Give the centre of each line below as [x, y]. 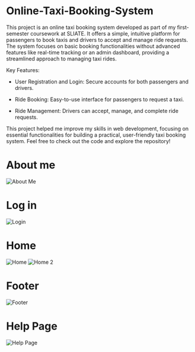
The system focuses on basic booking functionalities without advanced [93, 46]
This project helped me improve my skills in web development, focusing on [97, 128]
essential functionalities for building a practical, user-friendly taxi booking [96, 135]
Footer [23, 286]
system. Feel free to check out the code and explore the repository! [88, 141]
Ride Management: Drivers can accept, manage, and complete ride [97, 111]
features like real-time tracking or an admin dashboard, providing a [88, 52]
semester [18, 33]
